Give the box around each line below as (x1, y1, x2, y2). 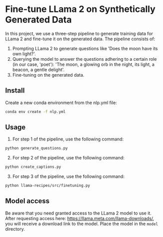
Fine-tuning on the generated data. (12, 72, 85, 78)
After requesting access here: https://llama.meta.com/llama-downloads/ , (5, 215, 155, 221)
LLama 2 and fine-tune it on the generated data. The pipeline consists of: (5, 36, 156, 42)
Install (5, 86, 25, 95)
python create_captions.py (5, 164, 61, 170)
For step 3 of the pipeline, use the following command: (12, 173, 125, 180)
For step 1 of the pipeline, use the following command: (12, 136, 124, 142)
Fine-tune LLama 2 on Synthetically (5, 3, 156, 15)
